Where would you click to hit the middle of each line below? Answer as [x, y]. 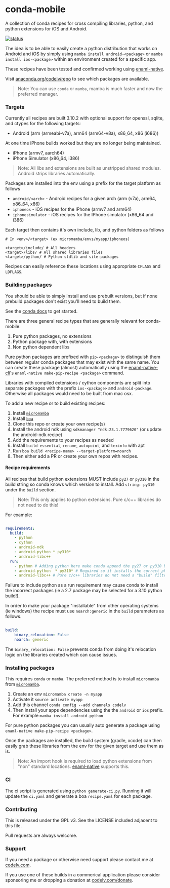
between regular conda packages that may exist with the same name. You [82, 362]
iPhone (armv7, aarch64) [38, 153]
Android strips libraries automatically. [56, 174]
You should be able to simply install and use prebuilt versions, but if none [81, 296]
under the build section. [31, 489]
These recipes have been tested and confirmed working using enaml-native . [85, 69]
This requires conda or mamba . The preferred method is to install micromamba [82, 679]
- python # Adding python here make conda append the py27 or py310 [88, 566]
